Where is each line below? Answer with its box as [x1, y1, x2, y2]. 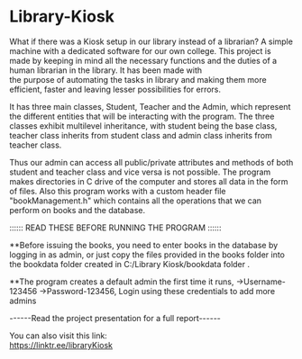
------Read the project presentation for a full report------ [9, 312, 221, 323]
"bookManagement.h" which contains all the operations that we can [9, 195, 262, 206]
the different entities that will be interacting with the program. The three [9, 111, 275, 121]
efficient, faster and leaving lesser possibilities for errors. [9, 84, 222, 94]
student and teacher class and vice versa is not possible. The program [9, 166, 271, 177]
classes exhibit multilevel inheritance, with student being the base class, [9, 120, 278, 131]
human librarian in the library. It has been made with [9, 65, 203, 76]
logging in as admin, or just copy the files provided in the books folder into [9, 249, 286, 260]
